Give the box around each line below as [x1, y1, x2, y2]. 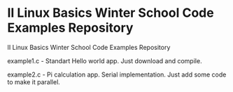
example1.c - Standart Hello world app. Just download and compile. [7, 56, 202, 65]
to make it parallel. [7, 77, 61, 86]
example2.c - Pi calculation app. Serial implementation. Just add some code [7, 70, 227, 79]
